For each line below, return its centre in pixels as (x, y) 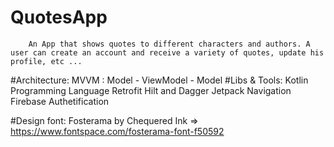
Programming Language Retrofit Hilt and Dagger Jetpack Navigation (151, 90)
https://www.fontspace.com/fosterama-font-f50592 (117, 131)
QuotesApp (59, 17)
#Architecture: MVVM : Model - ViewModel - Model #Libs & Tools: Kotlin (159, 80)
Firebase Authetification (60, 101)
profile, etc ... (46, 61)
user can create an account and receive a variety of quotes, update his (167, 52)
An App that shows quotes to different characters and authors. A (169, 44)
